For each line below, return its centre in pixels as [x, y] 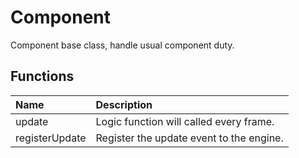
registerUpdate [51, 138]
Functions [42, 76]
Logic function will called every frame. [185, 121]
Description [124, 104]
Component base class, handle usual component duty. [122, 45]
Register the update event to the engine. [189, 138]
